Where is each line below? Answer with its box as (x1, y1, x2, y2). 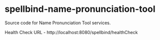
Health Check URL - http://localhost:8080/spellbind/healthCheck (4, 29, 138, 35)
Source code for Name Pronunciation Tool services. (4, 20, 111, 26)
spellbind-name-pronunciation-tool (4, 3, 156, 15)
